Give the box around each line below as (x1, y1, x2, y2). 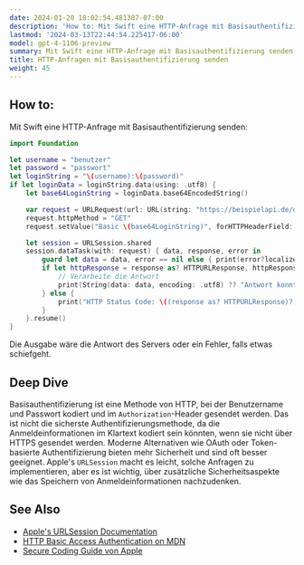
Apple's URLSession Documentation (22, 526, 158, 537)
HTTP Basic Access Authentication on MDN (22, 535, 186, 546)
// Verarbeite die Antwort (57, 273, 160, 282)
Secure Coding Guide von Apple (22, 545, 143, 556)
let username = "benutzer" (9, 155, 111, 164)
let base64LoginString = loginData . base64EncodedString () (25, 189, 249, 198)
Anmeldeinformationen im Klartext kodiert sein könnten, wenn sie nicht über (9, 427, 293, 438)
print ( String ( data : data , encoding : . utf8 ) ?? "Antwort (57, 280, 273, 290)
